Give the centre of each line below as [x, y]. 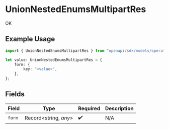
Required [89, 108]
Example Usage [30, 39]
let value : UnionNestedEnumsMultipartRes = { [54, 60]
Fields [15, 94]
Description [119, 108]
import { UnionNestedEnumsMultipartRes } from [55, 51]
